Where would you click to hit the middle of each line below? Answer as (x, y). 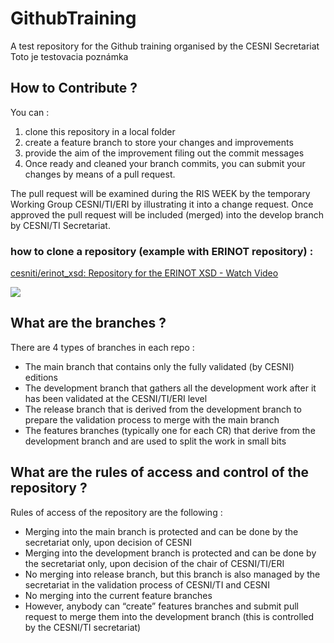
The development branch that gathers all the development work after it (170, 388)
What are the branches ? (88, 323)
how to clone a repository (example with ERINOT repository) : (162, 251)
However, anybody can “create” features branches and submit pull (161, 606)
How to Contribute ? (74, 88)
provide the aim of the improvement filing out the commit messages (164, 153)
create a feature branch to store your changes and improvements (159, 142)
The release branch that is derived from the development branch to (163, 409)
